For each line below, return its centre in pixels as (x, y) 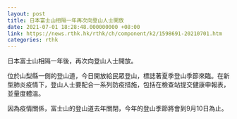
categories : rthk (33, 40)
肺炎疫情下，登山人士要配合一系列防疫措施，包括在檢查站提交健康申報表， (121, 84)
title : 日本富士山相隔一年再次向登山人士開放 (66, 20)
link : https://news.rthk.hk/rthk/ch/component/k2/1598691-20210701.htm (115, 33)
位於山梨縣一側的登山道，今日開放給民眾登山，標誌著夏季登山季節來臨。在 (115, 76)
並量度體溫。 (26, 94)
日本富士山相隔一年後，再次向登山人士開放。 (72, 61)
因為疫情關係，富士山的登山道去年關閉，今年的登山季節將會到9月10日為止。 (117, 108)
